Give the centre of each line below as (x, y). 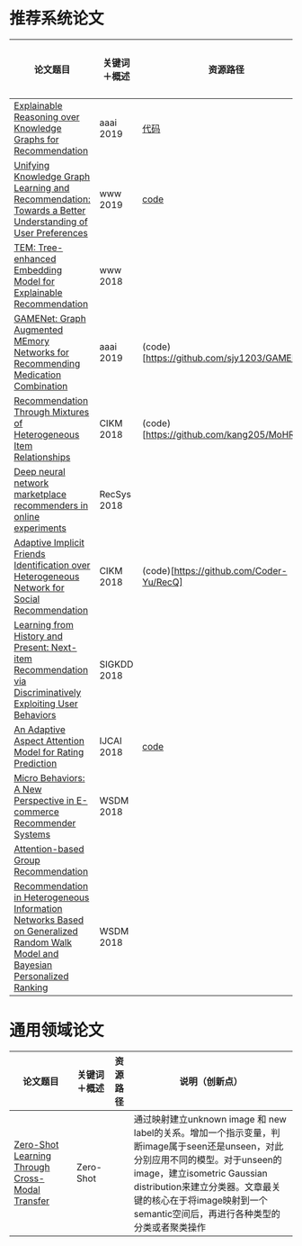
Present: (31, 647)
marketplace (40, 494)
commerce (37, 812)
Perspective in (44, 800)
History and (38, 636)
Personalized (41, 976)
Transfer (32, 1201)
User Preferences (51, 232)
